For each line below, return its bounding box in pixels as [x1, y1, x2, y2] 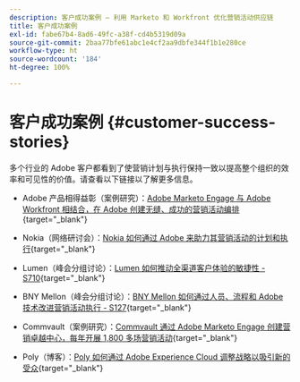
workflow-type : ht [9, 47, 78, 55]
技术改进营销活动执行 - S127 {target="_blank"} [21, 301, 193, 313]
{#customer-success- [107, 113, 276, 132]
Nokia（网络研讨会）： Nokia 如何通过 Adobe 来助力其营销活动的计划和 [21, 232, 280, 242]
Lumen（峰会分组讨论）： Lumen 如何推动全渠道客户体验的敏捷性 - [21, 262, 266, 273]
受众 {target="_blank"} [21, 362, 104, 373]
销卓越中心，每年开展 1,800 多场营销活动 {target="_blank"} [21, 332, 238, 343]
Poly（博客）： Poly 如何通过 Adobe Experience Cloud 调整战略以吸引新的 [21, 351, 291, 362]
